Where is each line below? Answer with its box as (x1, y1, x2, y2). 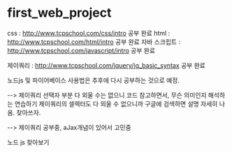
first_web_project (7, 5, 112, 21)
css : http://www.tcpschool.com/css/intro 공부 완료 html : (7, 29, 171, 37)
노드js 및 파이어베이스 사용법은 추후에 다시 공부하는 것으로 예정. (7, 75, 180, 85)
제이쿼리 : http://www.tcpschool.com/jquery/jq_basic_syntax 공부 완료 (7, 61, 206, 69)
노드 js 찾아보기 (7, 138, 50, 146)
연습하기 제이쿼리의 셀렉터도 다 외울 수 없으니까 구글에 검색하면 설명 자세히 (14, 99, 218, 108)
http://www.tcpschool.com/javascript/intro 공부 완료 (7, 46, 156, 54)
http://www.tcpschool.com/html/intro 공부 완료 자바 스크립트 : (7, 37, 180, 46)
